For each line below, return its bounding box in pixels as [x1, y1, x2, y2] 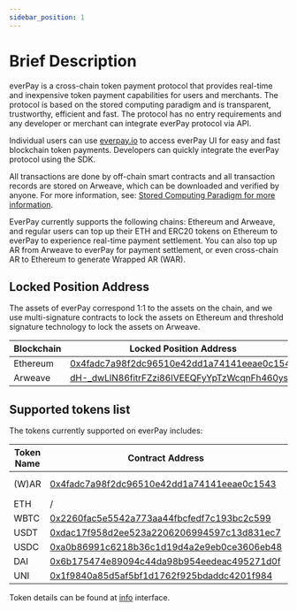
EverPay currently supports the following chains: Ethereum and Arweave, [9, 216, 276, 226]
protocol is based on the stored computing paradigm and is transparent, [9, 99, 271, 110]
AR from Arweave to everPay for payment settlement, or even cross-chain [9, 244, 278, 255]
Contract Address [127, 452, 205, 464]
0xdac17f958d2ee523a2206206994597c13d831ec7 [49, 527, 281, 539]
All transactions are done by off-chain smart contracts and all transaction [9, 171, 276, 181]
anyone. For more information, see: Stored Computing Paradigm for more [9, 189, 276, 200]
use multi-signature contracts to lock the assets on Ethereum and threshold [9, 312, 285, 323]
